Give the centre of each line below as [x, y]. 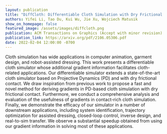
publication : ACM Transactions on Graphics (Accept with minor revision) [84, 33]
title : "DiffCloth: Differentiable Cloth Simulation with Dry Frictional [84, 15]
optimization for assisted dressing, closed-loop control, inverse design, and [83, 115]
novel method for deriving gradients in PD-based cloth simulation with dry [81, 89]
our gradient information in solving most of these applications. [69, 126]
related [13, 73]
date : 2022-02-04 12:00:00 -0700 [40, 43]
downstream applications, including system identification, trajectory [75, 110]
